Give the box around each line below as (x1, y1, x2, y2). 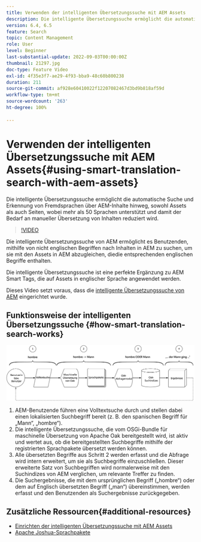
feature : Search (6, 29, 47, 35)
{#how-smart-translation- (86, 320, 185, 330)
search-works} (6, 329, 64, 339)
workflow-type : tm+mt (6, 92, 60, 98)
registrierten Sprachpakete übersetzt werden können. (14, 444, 148, 452)
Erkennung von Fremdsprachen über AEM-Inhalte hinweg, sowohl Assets (6, 201, 187, 209)
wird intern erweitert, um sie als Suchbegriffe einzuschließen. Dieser (14, 457, 184, 465)
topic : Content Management (6, 35, 74, 41)
